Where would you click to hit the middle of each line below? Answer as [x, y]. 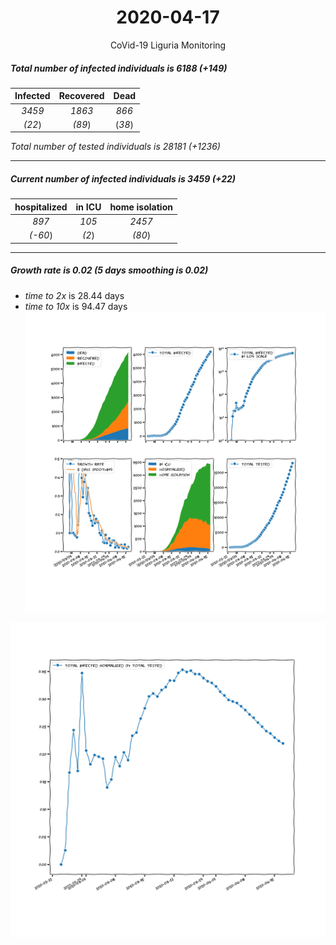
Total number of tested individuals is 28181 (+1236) [115, 147]
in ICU [88, 207]
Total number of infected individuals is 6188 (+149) [119, 68]
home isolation [141, 207]
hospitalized [41, 207]
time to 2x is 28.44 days [74, 295]
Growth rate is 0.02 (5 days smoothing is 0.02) [109, 270]
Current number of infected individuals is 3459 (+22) [123, 179]
